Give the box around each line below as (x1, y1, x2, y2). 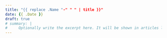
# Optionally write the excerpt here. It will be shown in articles (5, 26, 159, 31)
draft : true (5, 16, 30, 21)
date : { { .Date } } (5, 12, 43, 17)
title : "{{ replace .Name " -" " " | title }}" (5, 7, 103, 12)
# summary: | (5, 21, 32, 26)
